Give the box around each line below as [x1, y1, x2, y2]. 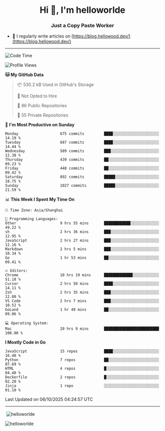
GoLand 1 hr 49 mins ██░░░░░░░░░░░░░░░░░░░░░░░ [5, 307, 160, 313]
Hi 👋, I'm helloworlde [39, 4, 126, 16]
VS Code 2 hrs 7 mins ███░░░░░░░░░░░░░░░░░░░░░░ [5, 299, 160, 304]
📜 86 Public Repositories [17, 103, 67, 109]
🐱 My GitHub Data [5, 72, 44, 78]
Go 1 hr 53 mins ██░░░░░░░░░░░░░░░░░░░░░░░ [5, 255, 160, 261]
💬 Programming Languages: [5, 217, 58, 222]
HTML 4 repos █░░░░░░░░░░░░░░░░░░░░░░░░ [5, 366, 160, 371]
